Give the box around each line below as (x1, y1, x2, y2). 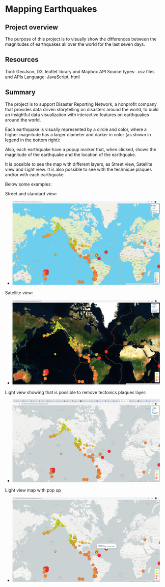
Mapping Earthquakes (5, 3, 97, 15)
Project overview (5, 23, 58, 31)
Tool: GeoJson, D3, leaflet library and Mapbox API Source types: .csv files (5, 68, 155, 74)
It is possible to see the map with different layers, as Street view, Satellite (5, 161, 153, 167)
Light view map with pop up (5, 487, 61, 493)
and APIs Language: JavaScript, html (5, 74, 80, 80)
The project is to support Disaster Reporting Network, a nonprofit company (5, 101, 157, 107)
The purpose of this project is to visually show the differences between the (5, 36, 157, 42)
